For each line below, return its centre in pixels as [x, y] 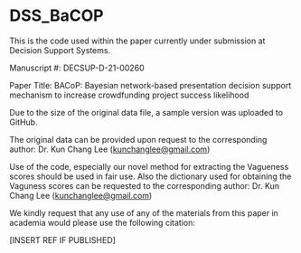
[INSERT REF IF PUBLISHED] [62, 239]
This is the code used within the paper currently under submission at [137, 41]
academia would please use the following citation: [103, 222]
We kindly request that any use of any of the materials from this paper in [144, 212]
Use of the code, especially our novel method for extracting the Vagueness [149, 166]
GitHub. [24, 122]
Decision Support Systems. [60, 50]
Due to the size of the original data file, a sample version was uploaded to [146, 112]
